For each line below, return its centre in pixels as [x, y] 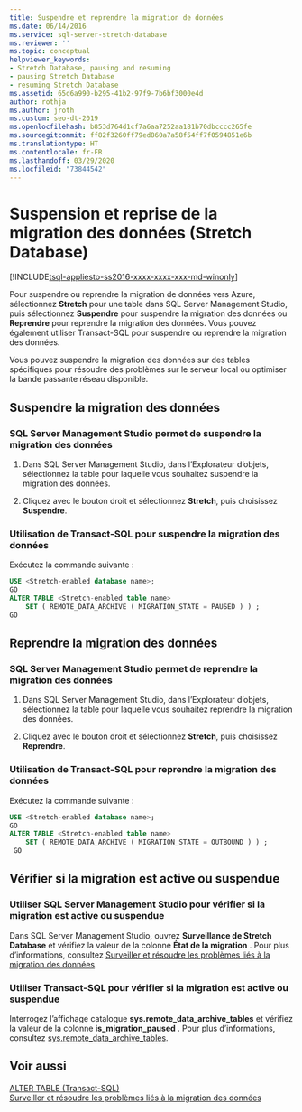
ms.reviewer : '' [40, 43]
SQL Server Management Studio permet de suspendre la [135, 433]
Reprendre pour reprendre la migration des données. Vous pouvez [133, 323]
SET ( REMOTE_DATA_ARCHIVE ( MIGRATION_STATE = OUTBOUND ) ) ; [147, 842]
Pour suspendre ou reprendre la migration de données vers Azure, [133, 294]
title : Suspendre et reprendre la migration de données [116, 18]
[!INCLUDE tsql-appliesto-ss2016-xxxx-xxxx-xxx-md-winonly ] [124, 277]
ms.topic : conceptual [50, 51]
